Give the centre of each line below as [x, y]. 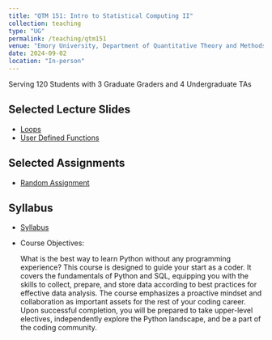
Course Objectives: [52, 243]
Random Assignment [55, 182]
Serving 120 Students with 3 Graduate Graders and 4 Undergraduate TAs [130, 84]
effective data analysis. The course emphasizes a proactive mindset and [141, 293]
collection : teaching [45, 23]
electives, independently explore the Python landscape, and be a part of [140, 319]
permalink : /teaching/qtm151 [57, 38]
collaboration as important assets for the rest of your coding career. [133, 302]
